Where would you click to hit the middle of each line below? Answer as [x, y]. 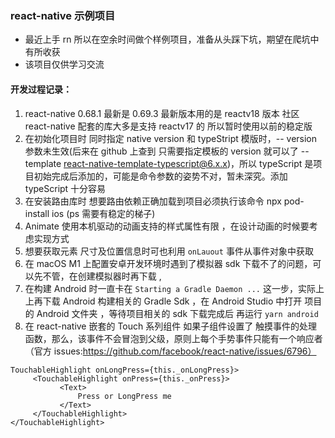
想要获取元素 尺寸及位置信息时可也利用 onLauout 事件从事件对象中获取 [169, 251]
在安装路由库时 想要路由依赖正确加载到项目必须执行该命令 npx [153, 201]
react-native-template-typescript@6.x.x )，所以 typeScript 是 [188, 163]
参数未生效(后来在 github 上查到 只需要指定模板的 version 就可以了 [161, 151]
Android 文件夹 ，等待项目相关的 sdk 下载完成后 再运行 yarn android [177, 313]
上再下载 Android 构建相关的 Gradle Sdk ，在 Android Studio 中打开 [163, 301]
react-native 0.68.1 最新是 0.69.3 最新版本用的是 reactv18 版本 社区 [162, 113]
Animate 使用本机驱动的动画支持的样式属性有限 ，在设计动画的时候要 [167, 226]
